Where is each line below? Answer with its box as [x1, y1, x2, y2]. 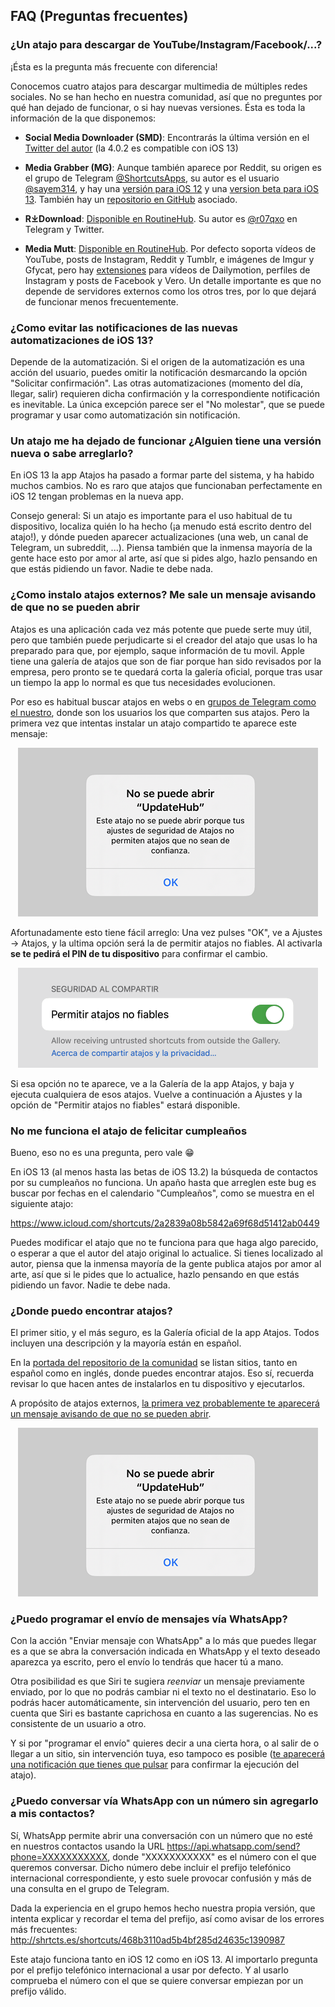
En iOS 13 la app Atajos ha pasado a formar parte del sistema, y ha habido [10, 469, 315, 481]
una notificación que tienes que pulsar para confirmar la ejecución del [10, 1759, 300, 1771]
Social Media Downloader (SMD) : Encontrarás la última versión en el [24, 131, 310, 143]
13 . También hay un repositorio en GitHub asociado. [24, 193, 238, 205]
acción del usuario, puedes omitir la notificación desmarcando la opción [10, 366, 308, 378]
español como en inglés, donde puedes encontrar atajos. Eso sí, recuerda [10, 1367, 315, 1379]
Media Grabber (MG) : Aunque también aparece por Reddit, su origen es [24, 161, 323, 173]
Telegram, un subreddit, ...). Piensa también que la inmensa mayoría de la [10, 542, 313, 554]
